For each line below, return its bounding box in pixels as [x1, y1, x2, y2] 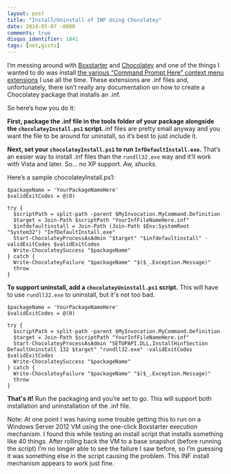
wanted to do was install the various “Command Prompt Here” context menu [7, 68, 224, 77]
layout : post [7, 10, 45, 17]
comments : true [7, 29, 51, 37]
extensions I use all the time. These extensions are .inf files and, [7, 76, 190, 83]
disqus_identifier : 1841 [7, 36, 79, 43]
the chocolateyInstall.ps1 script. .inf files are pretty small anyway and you [7, 125, 221, 132]
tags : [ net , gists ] [7, 42, 60, 49]
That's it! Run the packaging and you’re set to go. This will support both [7, 395, 212, 402]
